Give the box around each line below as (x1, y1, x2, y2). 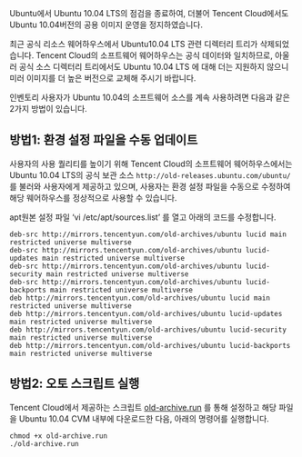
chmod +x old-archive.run (9, 431, 107, 441)
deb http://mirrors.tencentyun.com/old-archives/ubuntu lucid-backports (9, 341, 291, 350)
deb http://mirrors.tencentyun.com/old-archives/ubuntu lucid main (9, 293, 271, 303)
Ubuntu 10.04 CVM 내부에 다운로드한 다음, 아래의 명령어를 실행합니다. (18, 412, 270, 424)
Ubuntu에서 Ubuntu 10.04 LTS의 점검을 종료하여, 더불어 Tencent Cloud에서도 (9, 8, 289, 18)
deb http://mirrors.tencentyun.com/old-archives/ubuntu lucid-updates (9, 309, 283, 318)
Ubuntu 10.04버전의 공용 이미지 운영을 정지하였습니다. (9, 19, 203, 30)
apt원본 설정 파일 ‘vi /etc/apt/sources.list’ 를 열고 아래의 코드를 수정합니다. (9, 212, 277, 223)
